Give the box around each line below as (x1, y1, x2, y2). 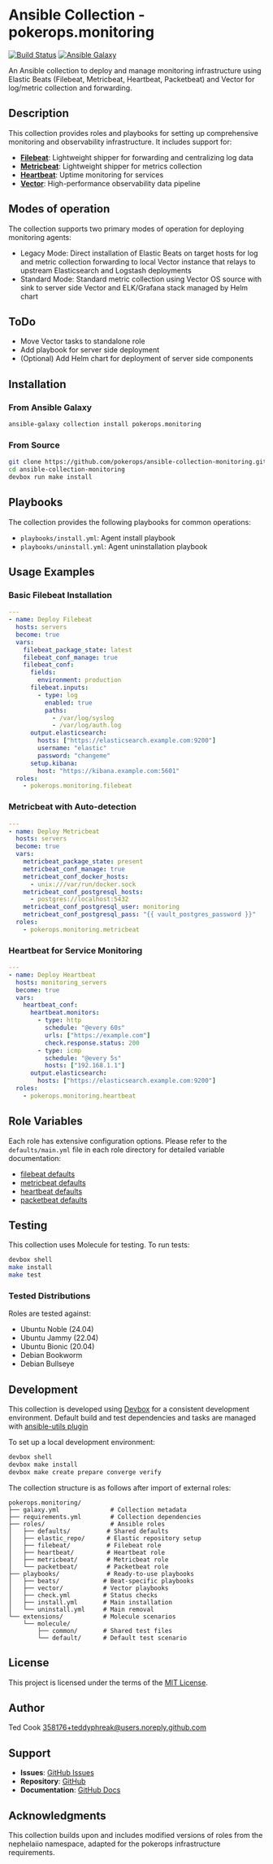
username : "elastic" (37, 744, 107, 753)
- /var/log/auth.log (51, 722, 122, 730)
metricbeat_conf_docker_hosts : (23, 872, 129, 880)
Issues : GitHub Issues (19, 1768, 95, 1778)
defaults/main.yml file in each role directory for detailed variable (8, 1145, 225, 1155)
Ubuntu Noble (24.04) (19, 1325, 94, 1334)
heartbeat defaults (19, 1186, 83, 1196)
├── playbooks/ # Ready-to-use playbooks (8, 1569, 195, 1578)
